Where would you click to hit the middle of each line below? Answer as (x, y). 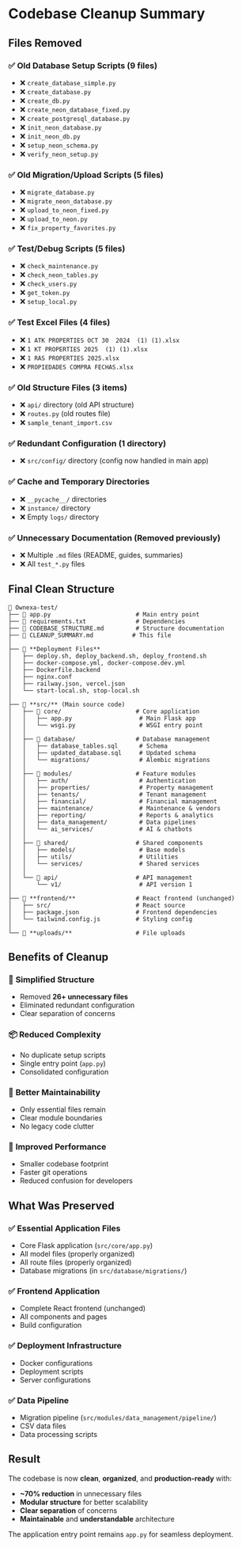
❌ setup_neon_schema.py (59, 145)
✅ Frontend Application (54, 1291)
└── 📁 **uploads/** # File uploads (97, 933)
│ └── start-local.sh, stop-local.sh (74, 690)
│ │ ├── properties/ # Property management (111, 787)
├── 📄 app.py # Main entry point (104, 614)
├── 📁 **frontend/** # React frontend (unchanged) (122, 898)
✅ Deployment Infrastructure (65, 1346)
